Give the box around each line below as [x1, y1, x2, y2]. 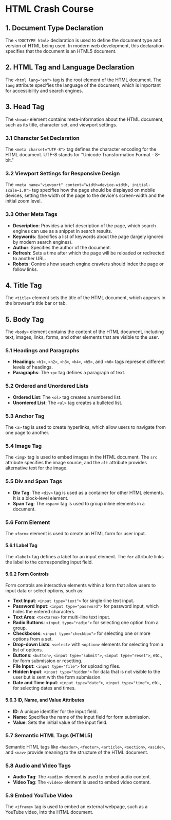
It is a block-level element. [12, 495, 69, 501]
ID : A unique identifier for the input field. [12, 708, 98, 715]
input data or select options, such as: [5, 588, 84, 594]
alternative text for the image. [5, 465, 68, 471]
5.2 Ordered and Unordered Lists [5, 382, 89, 390]
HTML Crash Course [5, 3, 94, 15]
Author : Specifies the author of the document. [12, 244, 111, 250]
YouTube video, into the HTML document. [5, 809, 93, 815]
